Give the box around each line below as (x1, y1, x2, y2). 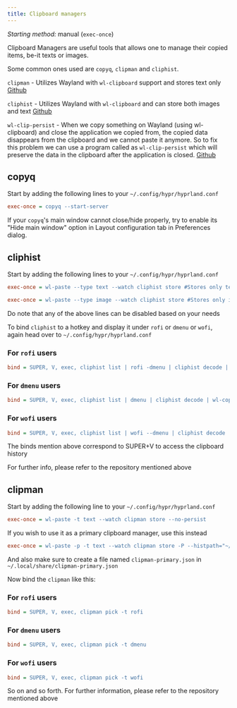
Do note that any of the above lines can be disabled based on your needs (7, 309, 220, 317)
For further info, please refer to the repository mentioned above (7, 463, 192, 472)
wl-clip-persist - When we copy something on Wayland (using (7, 121, 193, 129)
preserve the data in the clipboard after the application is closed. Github (7, 150, 217, 159)
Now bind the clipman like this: (7, 575, 96, 583)
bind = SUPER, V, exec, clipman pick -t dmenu (7, 641, 147, 649)
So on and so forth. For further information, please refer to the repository (7, 687, 219, 695)
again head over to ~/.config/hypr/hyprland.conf (7, 330, 152, 338)
